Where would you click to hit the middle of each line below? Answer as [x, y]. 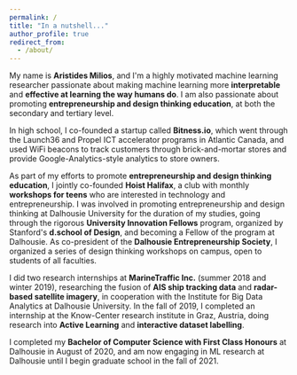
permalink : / [33, 17]
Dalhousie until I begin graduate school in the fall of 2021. [114, 361]
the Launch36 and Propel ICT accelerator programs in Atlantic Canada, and [147, 140]
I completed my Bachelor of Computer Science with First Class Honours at [148, 342]
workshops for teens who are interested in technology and [117, 195]
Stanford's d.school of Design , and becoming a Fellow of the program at [142, 232]
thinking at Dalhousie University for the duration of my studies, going [135, 214]
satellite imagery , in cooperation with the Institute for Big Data [148, 297]
